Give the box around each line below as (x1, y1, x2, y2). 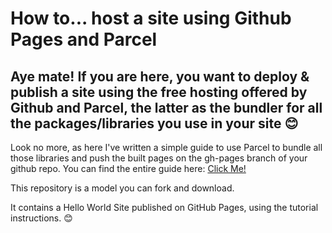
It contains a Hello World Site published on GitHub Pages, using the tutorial (10, 202, 319, 213)
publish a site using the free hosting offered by (10, 83, 308, 101)
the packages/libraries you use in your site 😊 (10, 115, 299, 132)
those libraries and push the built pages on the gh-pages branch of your (10, 152, 308, 164)
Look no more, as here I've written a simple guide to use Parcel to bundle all (10, 142, 323, 153)
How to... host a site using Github (10, 7, 292, 30)
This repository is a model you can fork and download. (10, 182, 235, 194)
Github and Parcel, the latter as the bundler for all (10, 99, 323, 116)
